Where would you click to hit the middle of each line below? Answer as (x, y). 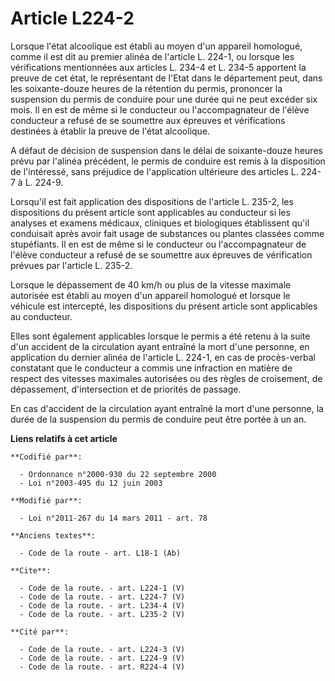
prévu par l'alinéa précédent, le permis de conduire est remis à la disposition (168, 161)
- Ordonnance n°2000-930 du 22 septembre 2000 (118, 474)
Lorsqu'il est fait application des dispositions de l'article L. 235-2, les (152, 201)
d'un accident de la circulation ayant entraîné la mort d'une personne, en (160, 346)
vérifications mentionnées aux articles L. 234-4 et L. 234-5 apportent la (158, 67)
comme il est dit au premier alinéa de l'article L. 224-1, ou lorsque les (152, 56)
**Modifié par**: (46, 500)
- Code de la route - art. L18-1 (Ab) (100, 553)
